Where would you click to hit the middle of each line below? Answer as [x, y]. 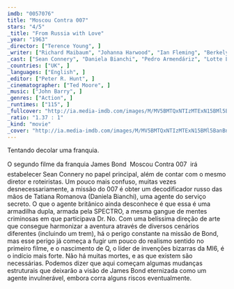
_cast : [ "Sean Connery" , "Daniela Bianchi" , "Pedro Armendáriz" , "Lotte [115, 59]
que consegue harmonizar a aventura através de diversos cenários [103, 226]
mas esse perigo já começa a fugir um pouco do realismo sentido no [106, 241]
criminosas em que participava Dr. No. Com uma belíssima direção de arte [114, 219]
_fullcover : [24, 111]
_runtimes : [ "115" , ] [39, 105]
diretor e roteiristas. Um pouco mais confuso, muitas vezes [92, 181]
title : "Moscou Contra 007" [48, 20]
